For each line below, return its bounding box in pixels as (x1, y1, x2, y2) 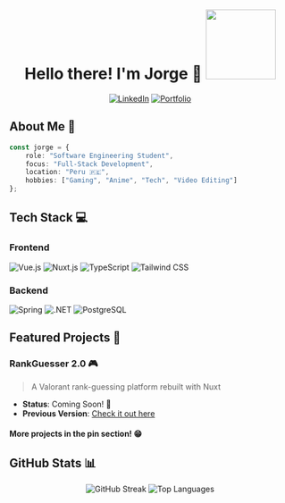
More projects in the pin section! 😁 (9, 429, 143, 440)
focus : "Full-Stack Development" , (25, 159, 154, 169)
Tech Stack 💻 (9, 210, 88, 225)
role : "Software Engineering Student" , (25, 151, 174, 160)
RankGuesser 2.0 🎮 (9, 357, 98, 370)
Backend (9, 284, 49, 297)
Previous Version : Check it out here (21, 407, 155, 419)
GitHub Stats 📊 (9, 456, 96, 471)
